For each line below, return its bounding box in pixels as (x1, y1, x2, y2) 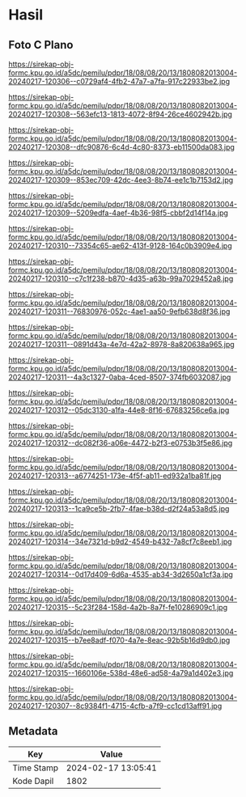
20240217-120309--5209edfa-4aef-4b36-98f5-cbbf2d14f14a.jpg (8, 208, 229, 218)
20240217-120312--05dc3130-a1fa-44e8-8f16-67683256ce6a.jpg (8, 405, 230, 414)
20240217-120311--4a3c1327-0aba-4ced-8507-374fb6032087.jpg (8, 372, 231, 382)
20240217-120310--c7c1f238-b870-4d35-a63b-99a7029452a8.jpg (8, 273, 234, 283)
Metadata (8, 724, 58, 738)
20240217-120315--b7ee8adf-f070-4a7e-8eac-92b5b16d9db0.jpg (8, 635, 231, 645)
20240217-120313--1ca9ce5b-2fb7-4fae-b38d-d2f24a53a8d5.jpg (8, 504, 230, 513)
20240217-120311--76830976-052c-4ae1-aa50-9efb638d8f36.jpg (8, 307, 231, 316)
